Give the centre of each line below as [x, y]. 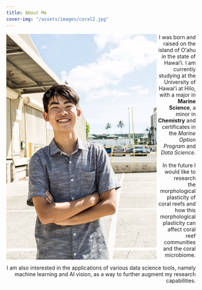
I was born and [177, 37]
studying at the [177, 75]
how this [185, 210]
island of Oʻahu [177, 50]
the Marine [182, 133]
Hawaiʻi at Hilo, [177, 88]
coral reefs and [177, 203]
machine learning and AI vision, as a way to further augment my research [105, 274]
